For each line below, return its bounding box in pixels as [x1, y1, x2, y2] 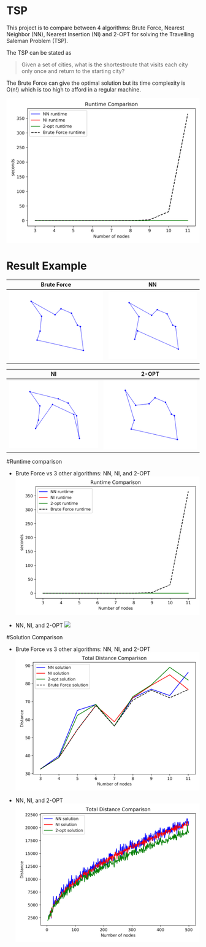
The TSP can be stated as [6, 49, 72, 56]
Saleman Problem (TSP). [6, 37, 69, 44]
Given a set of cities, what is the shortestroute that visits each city [21, 61, 188, 68]
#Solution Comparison [6, 633, 63, 641]
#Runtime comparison [6, 458, 63, 465]
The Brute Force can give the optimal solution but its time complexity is [6, 79, 186, 87]
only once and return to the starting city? [21, 67, 125, 74]
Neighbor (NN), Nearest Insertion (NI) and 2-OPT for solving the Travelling [6, 30, 194, 37]
